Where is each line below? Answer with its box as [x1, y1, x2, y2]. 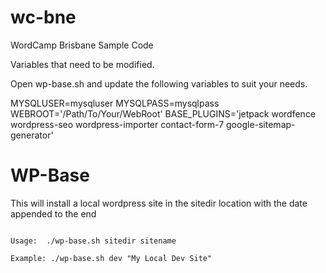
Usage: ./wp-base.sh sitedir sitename [10, 236, 177, 246]
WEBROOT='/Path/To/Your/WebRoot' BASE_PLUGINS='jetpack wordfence [10, 107, 317, 120]
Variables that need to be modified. [10, 58, 155, 70]
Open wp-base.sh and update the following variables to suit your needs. [10, 77, 308, 90]
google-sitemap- [226, 118, 296, 130]
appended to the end [10, 207, 97, 220]
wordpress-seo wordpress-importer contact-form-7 [10, 118, 225, 130]
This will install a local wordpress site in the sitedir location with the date [10, 197, 308, 209]
